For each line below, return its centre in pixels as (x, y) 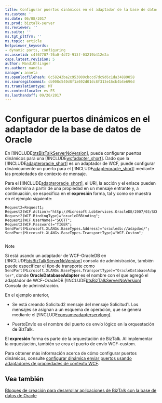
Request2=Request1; (25, 208)
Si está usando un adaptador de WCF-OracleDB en (56, 256)
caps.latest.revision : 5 (30, 59)
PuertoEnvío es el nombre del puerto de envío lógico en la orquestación (83, 324)
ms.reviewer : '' (21, 28)
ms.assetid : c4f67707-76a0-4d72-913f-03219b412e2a (57, 55)
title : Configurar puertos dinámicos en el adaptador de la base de (75, 9)
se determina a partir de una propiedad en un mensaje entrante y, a (72, 188)
